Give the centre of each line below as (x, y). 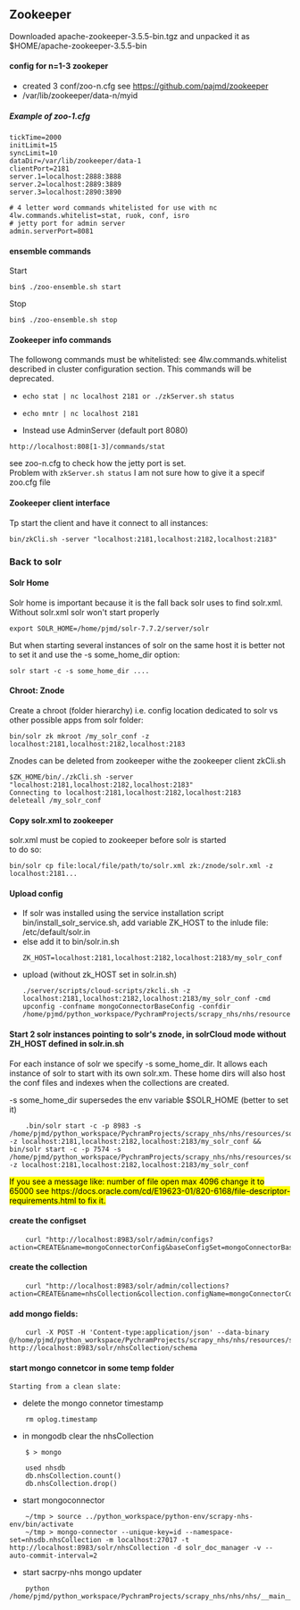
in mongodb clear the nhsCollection (88, 1436)
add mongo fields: (44, 1314)
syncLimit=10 (33, 153)
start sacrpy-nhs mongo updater (82, 1572)
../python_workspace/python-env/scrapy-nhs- (169, 1517)
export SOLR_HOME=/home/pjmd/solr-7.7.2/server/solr (109, 629)
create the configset (48, 1221)
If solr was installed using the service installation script (123, 913)
